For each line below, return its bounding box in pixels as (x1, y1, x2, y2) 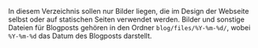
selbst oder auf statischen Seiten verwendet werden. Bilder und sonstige (8, 15, 245, 24)
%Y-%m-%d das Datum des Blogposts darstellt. (8, 31, 152, 40)
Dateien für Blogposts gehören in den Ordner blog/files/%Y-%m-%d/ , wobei (8, 23, 251, 32)
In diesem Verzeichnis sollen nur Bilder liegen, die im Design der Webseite (8, 7, 249, 15)
